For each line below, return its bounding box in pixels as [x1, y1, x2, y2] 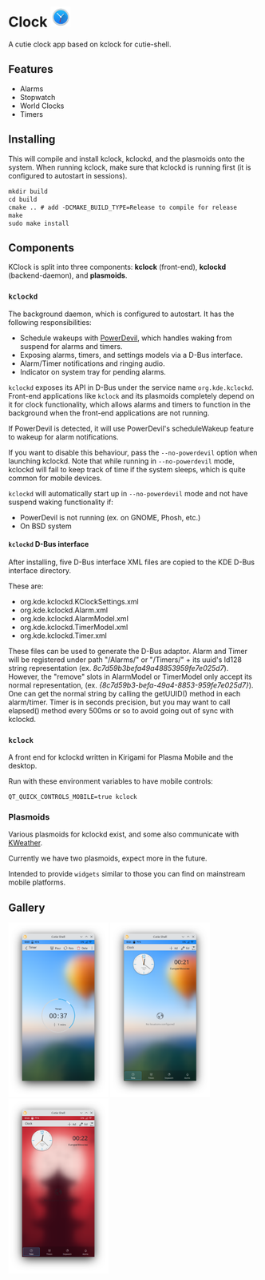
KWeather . [8, 838, 43, 848]
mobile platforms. [8, 877, 66, 887]
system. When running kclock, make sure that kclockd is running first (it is [8, 163, 251, 172]
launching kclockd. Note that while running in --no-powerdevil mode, [8, 455, 235, 466]
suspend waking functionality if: [8, 497, 114, 507]
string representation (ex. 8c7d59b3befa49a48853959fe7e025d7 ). [8, 663, 229, 672]
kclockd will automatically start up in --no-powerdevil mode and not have [8, 488, 248, 498]
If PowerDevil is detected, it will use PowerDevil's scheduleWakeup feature [8, 423, 254, 433]
